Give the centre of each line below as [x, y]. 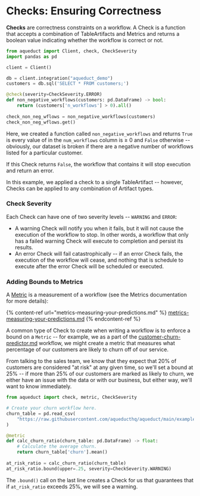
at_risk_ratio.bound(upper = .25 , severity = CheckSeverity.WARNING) [89, 469]
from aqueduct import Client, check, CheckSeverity [71, 51]
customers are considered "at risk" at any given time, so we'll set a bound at [100, 367]
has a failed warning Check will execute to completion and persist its [99, 241]
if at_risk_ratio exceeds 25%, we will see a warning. [72, 486]
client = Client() [29, 67]
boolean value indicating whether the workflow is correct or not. [85, 40]
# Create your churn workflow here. [51, 408]
